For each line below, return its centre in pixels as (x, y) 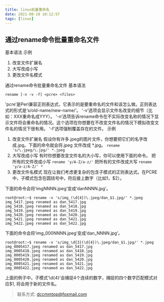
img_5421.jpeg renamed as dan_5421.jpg (46, 219)
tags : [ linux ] (20, 19)
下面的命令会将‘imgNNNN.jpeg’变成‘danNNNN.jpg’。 (58, 189)
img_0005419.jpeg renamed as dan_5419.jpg (49, 255)
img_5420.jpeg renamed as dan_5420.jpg (46, 215)
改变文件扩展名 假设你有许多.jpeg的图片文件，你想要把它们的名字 (78, 139)
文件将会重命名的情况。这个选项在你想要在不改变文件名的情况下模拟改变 (82, 123)
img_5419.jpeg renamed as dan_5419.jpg (46, 211)
